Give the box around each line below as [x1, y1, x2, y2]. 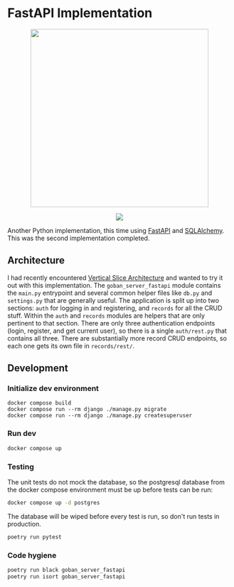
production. [7, 519, 41, 528]
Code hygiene [7, 550, 57, 560]
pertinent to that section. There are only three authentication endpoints [7, 318, 216, 327]
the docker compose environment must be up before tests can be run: [7, 485, 213, 494]
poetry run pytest [7, 533, 62, 541]
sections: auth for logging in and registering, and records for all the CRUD [7, 303, 223, 312]
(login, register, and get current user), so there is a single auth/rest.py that [7, 326, 228, 335]
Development [7, 362, 69, 375]
